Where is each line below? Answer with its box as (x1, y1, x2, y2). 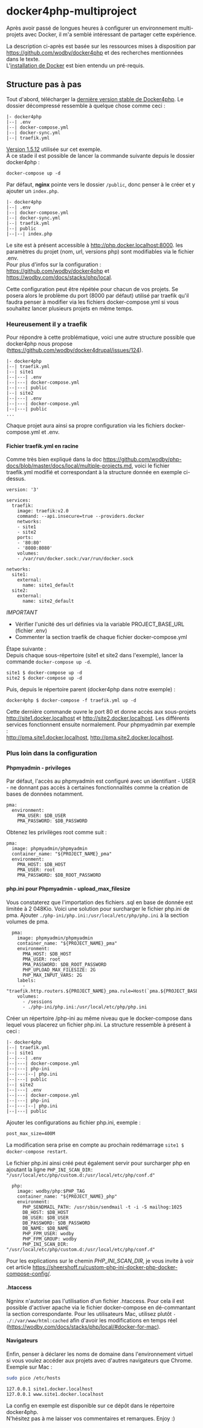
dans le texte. (6, 55, 40, 62)
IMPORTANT (6, 609, 38, 616)
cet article (6, 1263, 31, 1271)
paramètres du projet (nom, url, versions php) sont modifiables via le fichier (6, 247, 195, 255)
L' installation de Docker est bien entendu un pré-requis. (6, 62, 145, 69)
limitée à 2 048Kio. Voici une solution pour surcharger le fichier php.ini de (6, 905, 190, 912)
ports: (17, 535, 34, 541)
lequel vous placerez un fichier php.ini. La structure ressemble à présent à (6, 1021, 192, 1028)
